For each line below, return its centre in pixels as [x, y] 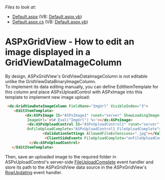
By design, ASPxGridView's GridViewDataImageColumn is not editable [76, 76]
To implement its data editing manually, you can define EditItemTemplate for [82, 87]
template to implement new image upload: [48, 97]
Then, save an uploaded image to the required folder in [61, 156]
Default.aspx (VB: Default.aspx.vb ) [47, 16]
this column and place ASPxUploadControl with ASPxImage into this [74, 92]
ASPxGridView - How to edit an [70, 42]
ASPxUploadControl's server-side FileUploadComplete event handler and [79, 162]
